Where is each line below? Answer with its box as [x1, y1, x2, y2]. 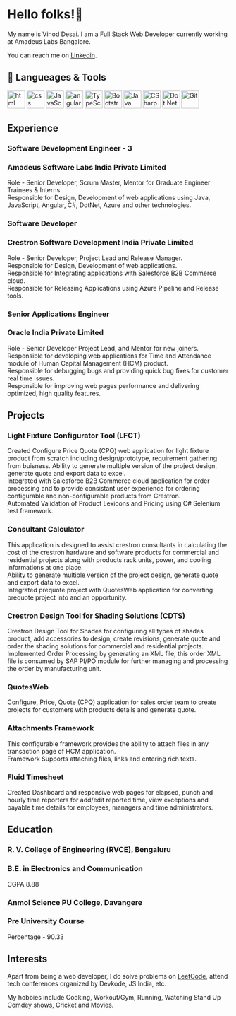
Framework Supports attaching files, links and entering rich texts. [7, 754, 197, 763]
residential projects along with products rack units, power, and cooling [7, 555, 211, 564]
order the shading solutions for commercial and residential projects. [7, 642, 204, 650]
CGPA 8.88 [7, 880, 39, 888]
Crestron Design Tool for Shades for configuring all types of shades [7, 627, 204, 636]
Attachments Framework [7, 723, 94, 733]
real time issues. [7, 374, 55, 383]
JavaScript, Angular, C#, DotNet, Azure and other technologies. [7, 201, 192, 209]
